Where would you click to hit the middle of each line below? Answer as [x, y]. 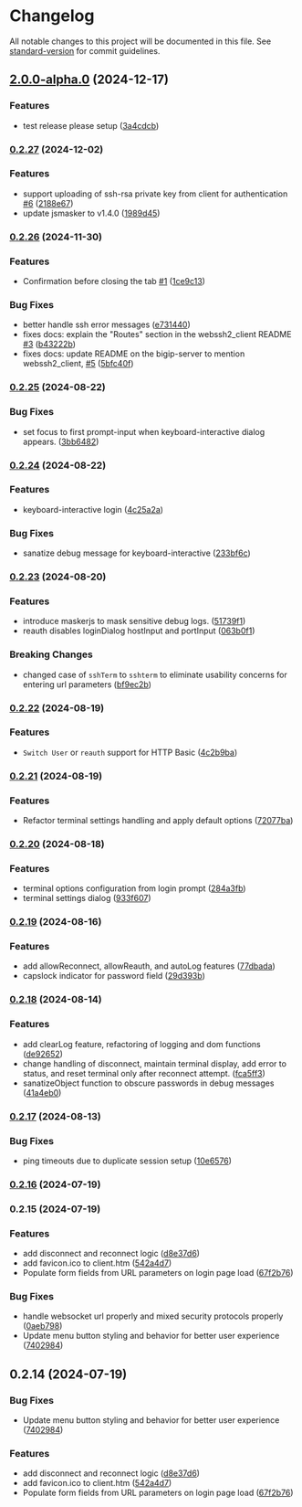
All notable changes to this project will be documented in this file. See [141, 41]
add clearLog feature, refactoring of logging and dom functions [142, 1044]
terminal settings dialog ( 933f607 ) [87, 898]
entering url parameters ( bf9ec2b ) [87, 684]
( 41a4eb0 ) [42, 1092]
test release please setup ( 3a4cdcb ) [91, 125]
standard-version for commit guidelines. [85, 50]
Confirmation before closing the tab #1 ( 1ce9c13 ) [114, 281]
